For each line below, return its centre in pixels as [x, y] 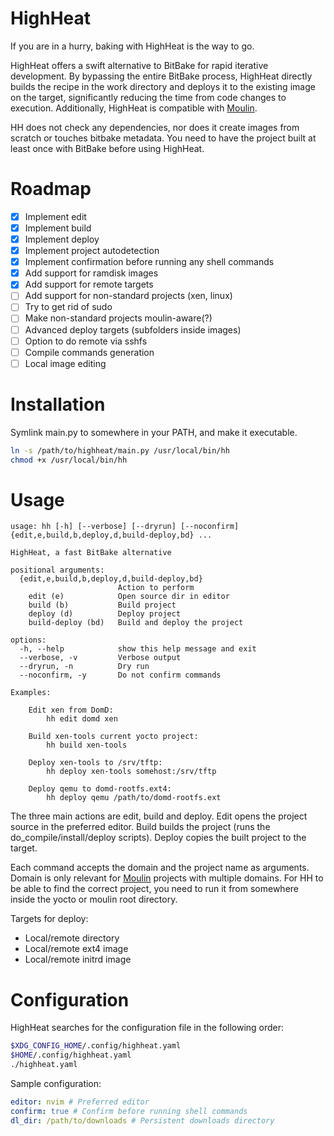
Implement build [58, 228]
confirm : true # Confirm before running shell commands [129, 1111]
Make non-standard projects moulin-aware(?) [118, 318]
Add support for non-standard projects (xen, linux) [128, 296]
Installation [58, 404]
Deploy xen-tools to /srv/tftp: [95, 763]
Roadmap [51, 189]
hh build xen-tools [87, 745]
